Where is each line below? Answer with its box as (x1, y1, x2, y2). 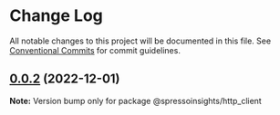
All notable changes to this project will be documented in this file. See (9, 35, 272, 46)
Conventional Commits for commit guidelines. (9, 44, 181, 55)
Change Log (9, 5, 103, 26)
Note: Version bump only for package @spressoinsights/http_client (9, 95, 262, 106)
